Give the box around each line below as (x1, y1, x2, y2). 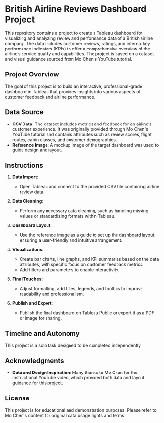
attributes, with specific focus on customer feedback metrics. (19, 261, 144, 268)
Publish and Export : (12, 300, 53, 306)
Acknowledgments (5, 356, 65, 365)
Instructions (5, 161, 43, 170)
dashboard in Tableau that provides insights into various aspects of (5, 88, 141, 94)
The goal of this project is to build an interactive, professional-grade (5, 83, 142, 89)
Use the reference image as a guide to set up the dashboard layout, (19, 232, 156, 238)
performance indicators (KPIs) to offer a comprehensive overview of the (5, 46, 150, 51)
